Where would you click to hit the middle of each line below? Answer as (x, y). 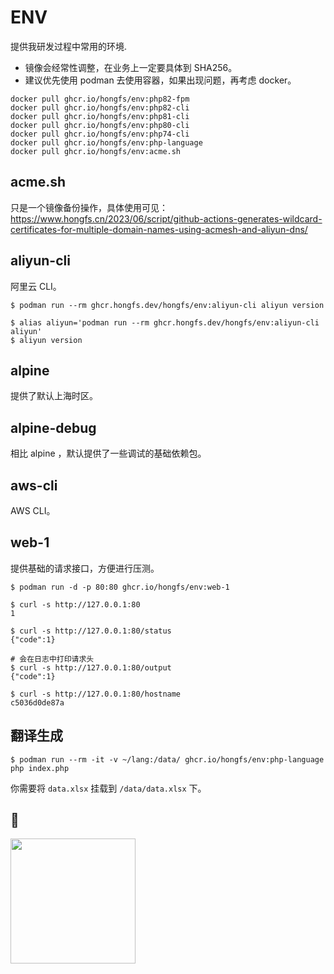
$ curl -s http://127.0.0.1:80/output (91, 667)
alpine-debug (53, 427)
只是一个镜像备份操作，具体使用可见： (89, 207)
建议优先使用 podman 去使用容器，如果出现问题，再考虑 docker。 (160, 80)
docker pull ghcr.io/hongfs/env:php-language (106, 142)
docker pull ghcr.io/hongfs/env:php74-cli (100, 134)
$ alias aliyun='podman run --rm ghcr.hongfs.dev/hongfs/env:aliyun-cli (165, 322)
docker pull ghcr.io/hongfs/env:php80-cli (100, 125)
